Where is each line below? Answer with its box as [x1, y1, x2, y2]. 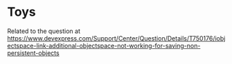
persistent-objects [7, 49, 60, 57]
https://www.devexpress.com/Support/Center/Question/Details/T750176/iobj [7, 34, 226, 42]
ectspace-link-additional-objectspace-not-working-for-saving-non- [7, 41, 201, 50]
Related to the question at [7, 27, 81, 35]
